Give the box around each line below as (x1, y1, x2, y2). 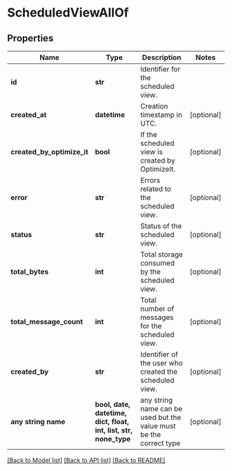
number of (140, 304, 175, 313)
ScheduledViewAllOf (7, 5, 129, 21)
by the (140, 267, 161, 277)
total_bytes (10, 267, 49, 277)
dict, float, (95, 417, 129, 426)
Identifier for (140, 64, 181, 74)
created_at (10, 110, 47, 119)
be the (140, 430, 161, 439)
